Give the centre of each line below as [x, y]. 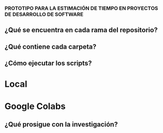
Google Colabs [35, 106]
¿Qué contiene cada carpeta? [50, 47]
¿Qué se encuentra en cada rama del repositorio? [81, 30]
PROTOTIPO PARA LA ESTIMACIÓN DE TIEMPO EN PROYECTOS [81, 8]
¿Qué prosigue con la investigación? [61, 124]
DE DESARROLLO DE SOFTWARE [44, 14]
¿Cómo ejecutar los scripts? [48, 63]
